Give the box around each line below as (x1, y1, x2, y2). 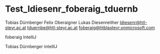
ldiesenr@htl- (119, 19, 147, 25)
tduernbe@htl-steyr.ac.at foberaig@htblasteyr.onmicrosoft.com (27, 24, 155, 30)
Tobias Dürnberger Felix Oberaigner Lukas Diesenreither (5, 19, 119, 25)
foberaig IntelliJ (5, 34, 37, 40)
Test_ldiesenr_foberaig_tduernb (5, 3, 138, 15)
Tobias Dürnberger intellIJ (5, 43, 58, 49)
